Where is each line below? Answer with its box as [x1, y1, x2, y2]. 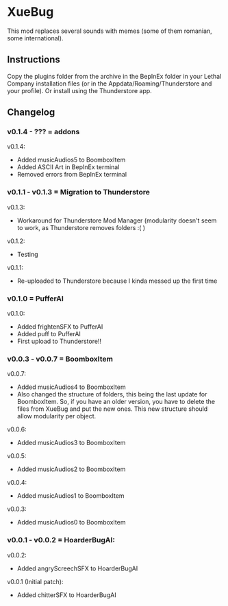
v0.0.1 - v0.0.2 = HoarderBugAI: [7, 535, 115, 545]
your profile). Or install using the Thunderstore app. [7, 86, 152, 94]
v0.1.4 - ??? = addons [7, 127, 80, 137]
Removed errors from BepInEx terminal [16, 171, 127, 179]
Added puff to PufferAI [16, 330, 81, 338]
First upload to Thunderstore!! [16, 337, 101, 346]
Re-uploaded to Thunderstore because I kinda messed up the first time [16, 277, 218, 285]
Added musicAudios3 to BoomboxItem [16, 439, 126, 447]
